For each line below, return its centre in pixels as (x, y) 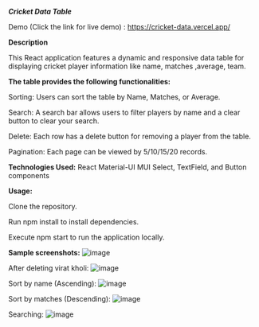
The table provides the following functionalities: (90, 82)
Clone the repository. (43, 206)
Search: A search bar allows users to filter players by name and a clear (124, 112)
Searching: (26, 314)
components (29, 175)
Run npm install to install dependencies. (74, 222)
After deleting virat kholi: (49, 268)
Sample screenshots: (44, 253)
